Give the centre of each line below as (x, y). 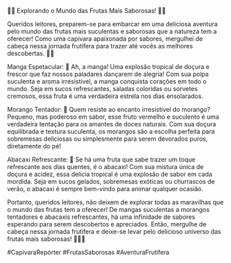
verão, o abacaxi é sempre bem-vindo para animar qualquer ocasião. (105, 189)
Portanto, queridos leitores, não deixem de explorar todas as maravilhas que (115, 202)
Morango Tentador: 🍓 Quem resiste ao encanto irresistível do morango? (109, 109)
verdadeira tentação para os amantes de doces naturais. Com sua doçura (112, 124)
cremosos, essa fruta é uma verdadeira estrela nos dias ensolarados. (105, 96)
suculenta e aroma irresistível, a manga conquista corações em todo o (107, 81)
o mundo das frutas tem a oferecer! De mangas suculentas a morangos (109, 210)
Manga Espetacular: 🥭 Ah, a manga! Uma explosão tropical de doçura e (108, 67)
